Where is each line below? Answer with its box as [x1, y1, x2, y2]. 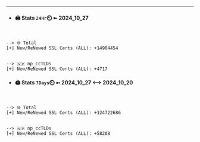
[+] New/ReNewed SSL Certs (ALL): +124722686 [6, 110, 121, 116]
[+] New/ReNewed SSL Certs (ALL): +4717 [6, 66, 108, 72]
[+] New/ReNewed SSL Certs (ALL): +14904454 [6, 45, 118, 51]
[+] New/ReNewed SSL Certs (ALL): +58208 [6, 131, 111, 137]
